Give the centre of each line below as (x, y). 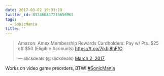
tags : (11, 19)
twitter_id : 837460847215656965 (39, 15)
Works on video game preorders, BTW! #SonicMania (60, 68)
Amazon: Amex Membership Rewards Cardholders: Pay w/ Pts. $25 (88, 43)
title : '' (16, 29)
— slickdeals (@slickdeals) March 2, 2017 (61, 58)
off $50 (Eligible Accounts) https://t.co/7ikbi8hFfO (70, 49)
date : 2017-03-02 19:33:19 (34, 10)
